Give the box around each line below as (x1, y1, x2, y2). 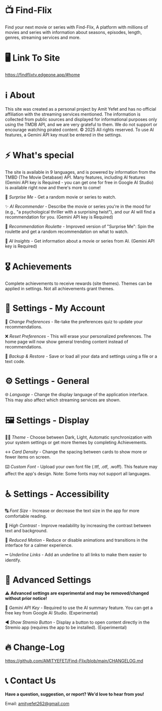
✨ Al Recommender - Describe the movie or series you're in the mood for (5, 203, 151, 209)
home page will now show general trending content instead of (5, 339, 129, 345)
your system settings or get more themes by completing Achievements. (5, 439, 147, 445)
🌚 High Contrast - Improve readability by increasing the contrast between (5, 523, 151, 529)
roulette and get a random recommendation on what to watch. (5, 229, 129, 234)
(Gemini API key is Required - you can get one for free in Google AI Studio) (5, 179, 154, 185)
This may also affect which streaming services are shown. (5, 397, 121, 403)
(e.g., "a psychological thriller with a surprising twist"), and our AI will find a (5, 209, 156, 215)
